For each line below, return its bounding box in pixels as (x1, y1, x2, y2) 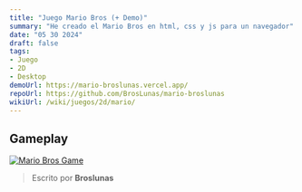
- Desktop (9, 72, 47, 82)
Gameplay (9, 130, 69, 146)
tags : (9, 47, 30, 56)
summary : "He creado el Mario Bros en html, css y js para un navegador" (9, 22, 295, 31)
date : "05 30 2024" (9, 30, 83, 39)
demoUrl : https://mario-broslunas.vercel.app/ (9, 81, 189, 90)
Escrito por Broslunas (31, 173, 114, 184)
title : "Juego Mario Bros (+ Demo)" (9, 13, 148, 23)
